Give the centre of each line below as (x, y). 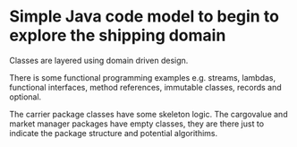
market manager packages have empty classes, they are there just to (137, 124)
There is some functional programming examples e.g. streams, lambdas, (143, 77)
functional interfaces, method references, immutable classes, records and (145, 87)
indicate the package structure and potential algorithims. (114, 133)
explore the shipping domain (118, 35)
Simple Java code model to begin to (144, 17)
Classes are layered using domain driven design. (99, 60)
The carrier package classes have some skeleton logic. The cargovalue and (148, 114)
